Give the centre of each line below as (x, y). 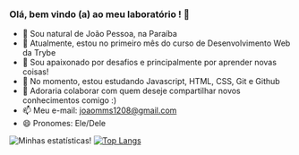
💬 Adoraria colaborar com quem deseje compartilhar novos (132, 91)
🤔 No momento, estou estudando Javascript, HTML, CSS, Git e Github (151, 82)
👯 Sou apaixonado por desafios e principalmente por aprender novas (149, 63)
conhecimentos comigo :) (69, 100)
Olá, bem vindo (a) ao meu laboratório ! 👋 (100, 14)
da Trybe (39, 53)
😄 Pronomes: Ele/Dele (64, 124)
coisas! (35, 72)
